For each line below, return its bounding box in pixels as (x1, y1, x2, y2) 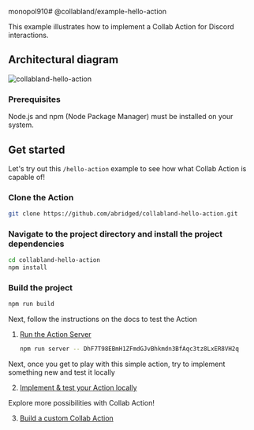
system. (8, 120, 34, 129)
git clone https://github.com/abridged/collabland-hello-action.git (8, 210, 238, 218)
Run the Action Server (19, 330, 92, 339)
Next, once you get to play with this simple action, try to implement (8, 359, 226, 369)
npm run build (8, 300, 55, 308)
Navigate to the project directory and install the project (8, 229, 223, 240)
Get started (8, 143, 65, 156)
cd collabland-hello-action (8, 256, 101, 264)
